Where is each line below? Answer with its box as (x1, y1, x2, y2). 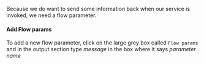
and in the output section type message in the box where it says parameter (6, 46, 196, 53)
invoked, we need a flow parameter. (6, 12, 97, 19)
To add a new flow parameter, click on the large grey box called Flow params (6, 39, 198, 46)
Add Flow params (6, 26, 52, 33)
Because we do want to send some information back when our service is (6, 5, 191, 12)
